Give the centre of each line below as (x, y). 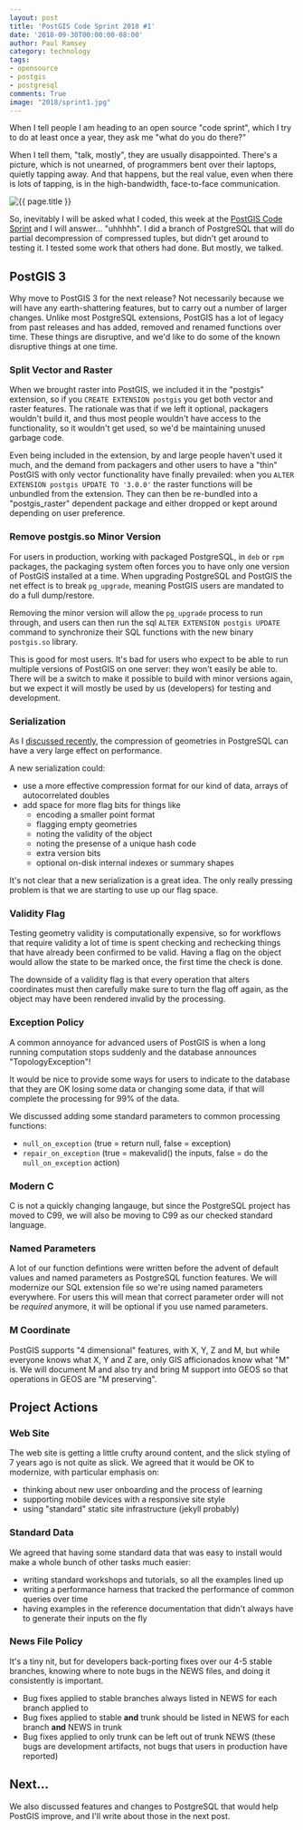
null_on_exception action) (71, 1163)
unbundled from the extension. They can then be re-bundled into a (133, 494)
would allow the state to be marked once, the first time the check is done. (146, 962)
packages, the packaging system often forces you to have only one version (149, 566)
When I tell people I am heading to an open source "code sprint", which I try (151, 128)
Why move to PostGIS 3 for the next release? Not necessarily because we (147, 298)
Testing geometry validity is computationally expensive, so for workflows (146, 933)
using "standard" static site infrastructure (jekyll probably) (131, 1509)
